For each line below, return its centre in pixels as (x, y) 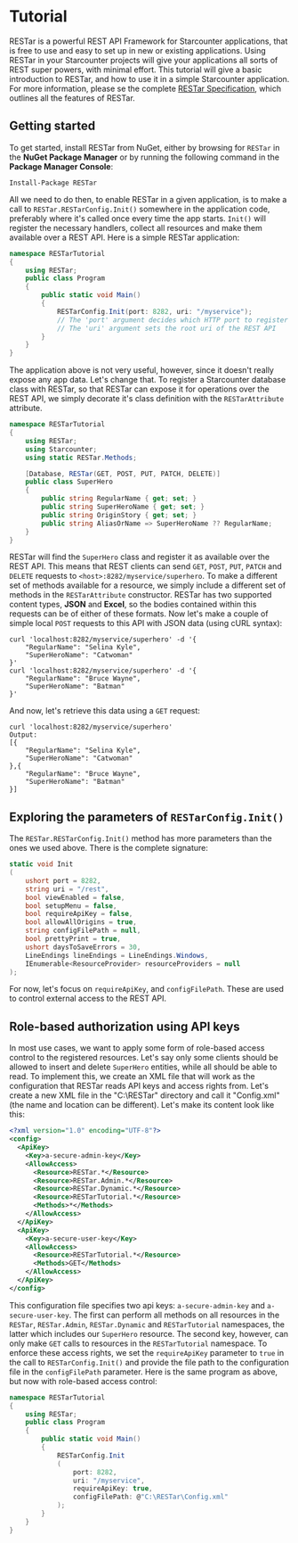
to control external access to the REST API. (88, 998)
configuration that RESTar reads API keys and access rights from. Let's (139, 1086)
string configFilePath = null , (83, 931)
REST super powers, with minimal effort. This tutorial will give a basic (136, 70)
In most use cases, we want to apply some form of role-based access (137, 1048)
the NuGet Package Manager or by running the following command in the (145, 157)
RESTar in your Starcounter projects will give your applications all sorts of (144, 60)
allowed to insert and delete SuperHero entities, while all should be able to (143, 1067)
